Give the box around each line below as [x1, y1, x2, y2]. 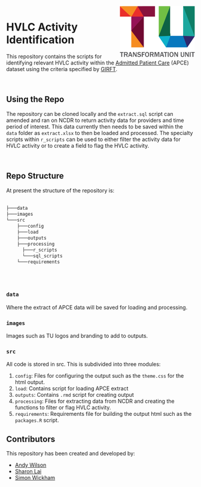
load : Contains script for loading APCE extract [14, 385, 129, 392]
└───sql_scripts [22, 253, 63, 259]
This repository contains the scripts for [6, 53, 102, 60]
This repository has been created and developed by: [6, 450, 136, 457]
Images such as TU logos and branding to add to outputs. [6, 332, 148, 339]
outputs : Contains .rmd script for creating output [14, 391, 135, 399]
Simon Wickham [14, 474, 56, 482]
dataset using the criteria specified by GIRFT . [6, 65, 118, 72]
